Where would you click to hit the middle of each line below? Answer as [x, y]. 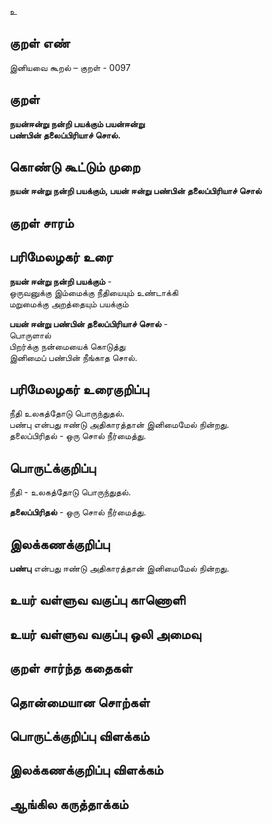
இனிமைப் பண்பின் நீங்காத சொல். [73, 357]
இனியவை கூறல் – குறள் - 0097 [70, 67]
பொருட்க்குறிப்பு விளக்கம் [79, 736]
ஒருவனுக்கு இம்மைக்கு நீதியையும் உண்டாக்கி [94, 292]
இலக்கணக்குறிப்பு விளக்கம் [86, 770]
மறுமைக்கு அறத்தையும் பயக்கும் [69, 303]
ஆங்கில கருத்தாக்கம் [69, 804]
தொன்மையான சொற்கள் [80, 702]
